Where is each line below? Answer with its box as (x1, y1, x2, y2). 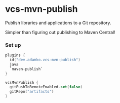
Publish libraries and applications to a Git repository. (5, 20, 111, 26)
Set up (5, 41, 21, 48)
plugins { (5, 53, 26, 58)
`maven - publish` (9, 67, 43, 71)
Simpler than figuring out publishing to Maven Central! (5, 29, 116, 35)
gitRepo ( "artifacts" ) (9, 89, 54, 94)
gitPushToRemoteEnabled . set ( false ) (9, 85, 83, 90)
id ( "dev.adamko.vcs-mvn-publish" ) (9, 58, 80, 63)
